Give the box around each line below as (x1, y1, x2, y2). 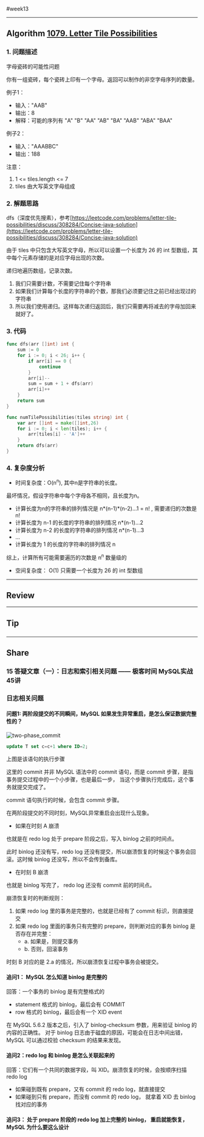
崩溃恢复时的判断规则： (6, 894, 65, 902)
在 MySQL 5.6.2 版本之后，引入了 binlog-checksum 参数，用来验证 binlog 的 (6, 1021, 197, 1029)
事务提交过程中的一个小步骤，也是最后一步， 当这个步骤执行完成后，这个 (6, 775, 189, 783)
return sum (17, 398, 45, 404)
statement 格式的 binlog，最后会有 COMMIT (15, 1001, 126, 1008)
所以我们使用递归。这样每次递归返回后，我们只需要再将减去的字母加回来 (15, 302, 196, 309)
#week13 (6, 5, 29, 12)
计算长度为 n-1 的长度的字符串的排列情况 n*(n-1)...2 (15, 519, 144, 526)
